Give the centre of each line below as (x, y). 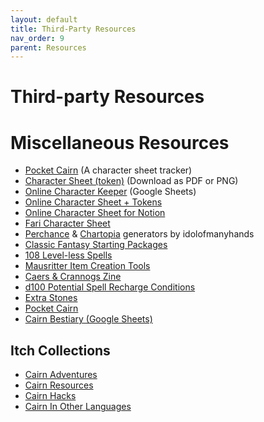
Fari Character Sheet (67, 223)
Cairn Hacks (50, 396)
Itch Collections (60, 350)
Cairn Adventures (61, 375)
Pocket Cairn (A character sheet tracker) (108, 170)
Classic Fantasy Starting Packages (96, 245)
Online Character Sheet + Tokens (93, 202)
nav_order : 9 (37, 38)
